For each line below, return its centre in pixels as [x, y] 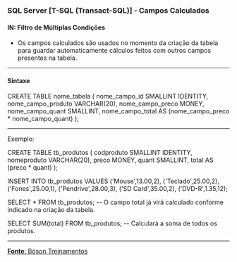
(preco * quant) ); [33, 168]
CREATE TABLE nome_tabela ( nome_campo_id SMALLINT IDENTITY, [108, 96]
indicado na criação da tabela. [51, 210]
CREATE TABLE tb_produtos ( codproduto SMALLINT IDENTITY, [100, 153]
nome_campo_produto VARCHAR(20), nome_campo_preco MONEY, [106, 104]
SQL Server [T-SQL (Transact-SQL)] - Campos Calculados [108, 11]
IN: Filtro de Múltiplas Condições [56, 27]
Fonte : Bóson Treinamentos [48, 251]
